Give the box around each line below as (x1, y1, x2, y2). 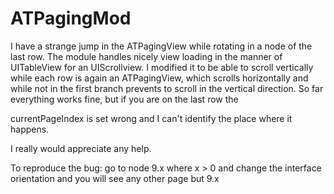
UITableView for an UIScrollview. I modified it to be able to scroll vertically (10, 61, 314, 73)
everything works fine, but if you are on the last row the (10, 93, 239, 105)
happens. (10, 123, 50, 135)
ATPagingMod (10, 7, 132, 30)
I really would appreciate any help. (10, 142, 152, 154)
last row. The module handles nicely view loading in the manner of (10, 50, 283, 62)
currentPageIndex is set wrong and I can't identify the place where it (10, 112, 293, 124)
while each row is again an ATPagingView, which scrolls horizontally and (10, 72, 309, 84)
